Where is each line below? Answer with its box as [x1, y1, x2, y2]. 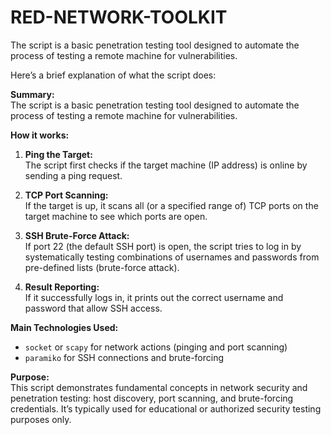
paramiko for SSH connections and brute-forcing [24, 351, 225, 363]
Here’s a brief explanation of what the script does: [10, 69, 217, 81]
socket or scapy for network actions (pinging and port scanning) [24, 341, 288, 353]
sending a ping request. [24, 169, 123, 181]
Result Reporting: [24, 281, 100, 293]
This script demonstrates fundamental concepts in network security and [10, 381, 308, 393]
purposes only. [10, 413, 72, 425]
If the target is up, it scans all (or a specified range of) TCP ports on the [24, 199, 319, 211]
